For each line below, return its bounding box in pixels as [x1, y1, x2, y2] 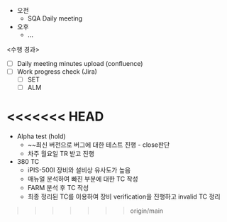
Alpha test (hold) [16, 132, 66, 140]
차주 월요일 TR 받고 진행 [27, 150, 95, 158]
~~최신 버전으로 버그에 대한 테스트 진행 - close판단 [27, 140, 170, 149]
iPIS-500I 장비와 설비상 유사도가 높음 [27, 166, 131, 174]
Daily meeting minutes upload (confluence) [16, 60, 143, 67]
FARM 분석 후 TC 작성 [27, 184, 89, 192]
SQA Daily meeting [27, 14, 83, 23]
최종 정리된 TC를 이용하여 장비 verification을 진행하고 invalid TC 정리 [27, 192, 221, 201]
